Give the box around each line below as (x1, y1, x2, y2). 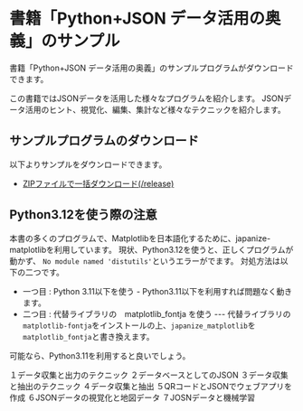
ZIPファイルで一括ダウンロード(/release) (22, 178, 175, 189)
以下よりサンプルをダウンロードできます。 (9, 159, 167, 170)
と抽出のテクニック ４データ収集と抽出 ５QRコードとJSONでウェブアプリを (9, 380, 292, 391)
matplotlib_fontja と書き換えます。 (22, 331, 156, 341)
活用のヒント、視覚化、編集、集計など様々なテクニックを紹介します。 (24, 104, 287, 115)
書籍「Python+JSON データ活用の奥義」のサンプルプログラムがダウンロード (9, 62, 294, 73)
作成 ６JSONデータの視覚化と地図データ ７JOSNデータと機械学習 (9, 392, 256, 403)
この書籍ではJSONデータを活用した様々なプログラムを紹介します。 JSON (9, 92, 284, 104)
